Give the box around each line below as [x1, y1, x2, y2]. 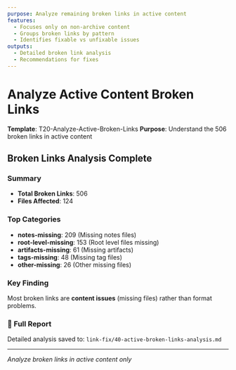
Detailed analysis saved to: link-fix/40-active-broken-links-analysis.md [7, 335, 222, 343]
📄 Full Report [7, 319, 52, 328]
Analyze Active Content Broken [7, 86, 195, 102]
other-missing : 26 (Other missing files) [17, 260, 132, 269]
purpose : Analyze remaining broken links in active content [7, 10, 188, 18]
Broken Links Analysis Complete [7, 153, 152, 165]
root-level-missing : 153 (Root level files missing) [17, 238, 159, 246]
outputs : [7, 43, 33, 50]
